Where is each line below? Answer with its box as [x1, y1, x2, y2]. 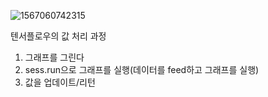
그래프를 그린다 [24, 51, 85, 63]
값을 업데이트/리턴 [24, 76, 96, 88]
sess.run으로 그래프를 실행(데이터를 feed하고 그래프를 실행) [24, 64, 260, 75]
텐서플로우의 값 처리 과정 [10, 30, 107, 42]
